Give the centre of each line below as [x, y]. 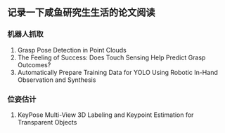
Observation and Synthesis [57, 80]
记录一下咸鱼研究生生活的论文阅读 [81, 13]
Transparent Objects [47, 122]
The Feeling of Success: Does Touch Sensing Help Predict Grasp [111, 57]
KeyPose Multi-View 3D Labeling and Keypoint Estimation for [105, 115]
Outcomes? [34, 64]
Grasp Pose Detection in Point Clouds [72, 50]
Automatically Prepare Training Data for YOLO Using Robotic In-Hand [117, 72]
